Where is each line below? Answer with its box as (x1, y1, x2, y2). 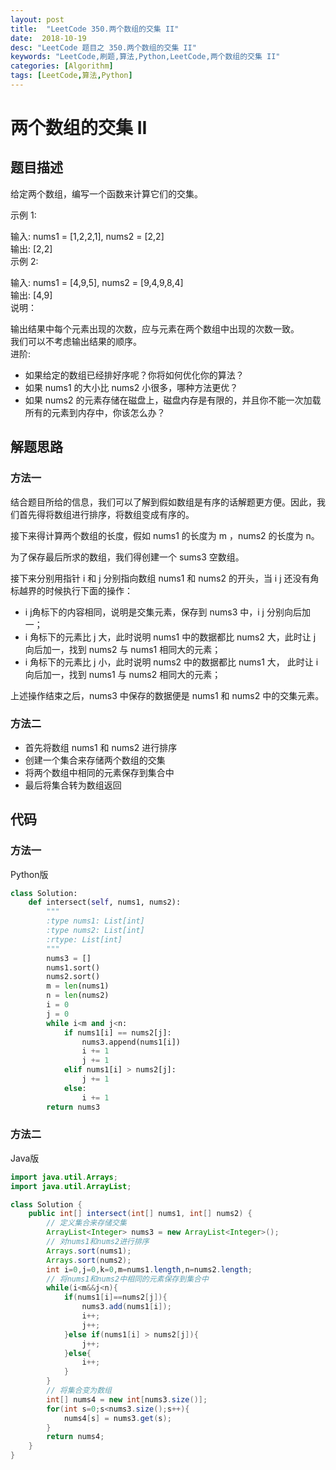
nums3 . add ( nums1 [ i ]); (81, 1302, 172, 1312)
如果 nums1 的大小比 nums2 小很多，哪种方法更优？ (24, 381, 239, 393)
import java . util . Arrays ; (10, 1172, 118, 1182)
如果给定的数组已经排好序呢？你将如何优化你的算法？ (24, 369, 245, 381)
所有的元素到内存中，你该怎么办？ (24, 406, 166, 418)
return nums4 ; (46, 1432, 105, 1442)
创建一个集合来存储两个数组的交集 (24, 754, 166, 766)
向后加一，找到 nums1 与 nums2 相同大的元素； (24, 668, 222, 680)
